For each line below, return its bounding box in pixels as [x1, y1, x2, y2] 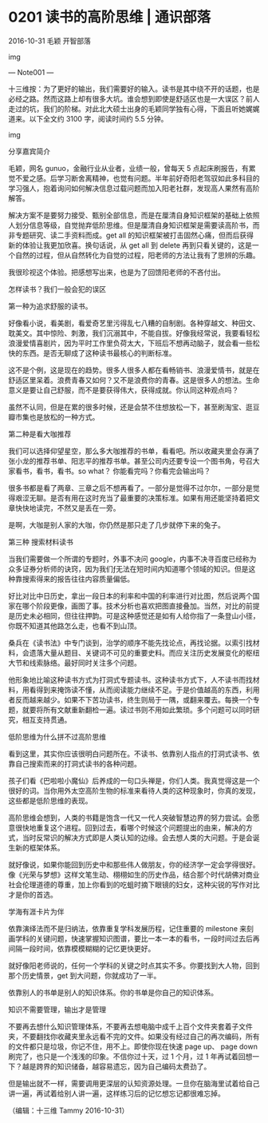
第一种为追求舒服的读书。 [8, 301, 93, 311]
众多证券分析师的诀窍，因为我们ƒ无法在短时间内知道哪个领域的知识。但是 [8, 563, 249, 573]
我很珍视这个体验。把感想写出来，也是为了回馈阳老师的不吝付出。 [8, 267, 225, 277]
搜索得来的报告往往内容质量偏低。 [22, 574, 134, 583]
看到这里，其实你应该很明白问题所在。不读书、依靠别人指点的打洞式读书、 [8, 749, 253, 759]
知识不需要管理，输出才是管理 [8, 1005, 106, 1014]
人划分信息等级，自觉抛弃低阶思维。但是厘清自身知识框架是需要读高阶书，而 [8, 220, 260, 229]
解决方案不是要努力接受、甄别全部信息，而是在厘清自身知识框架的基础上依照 [8, 210, 260, 220]
